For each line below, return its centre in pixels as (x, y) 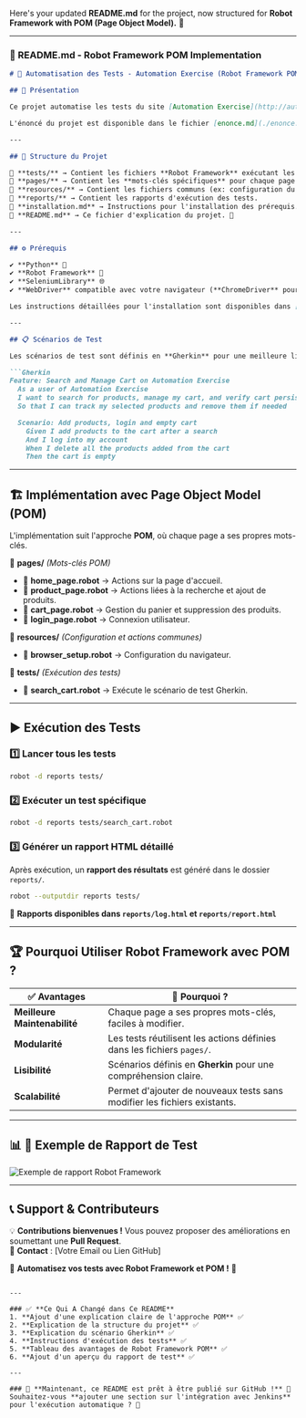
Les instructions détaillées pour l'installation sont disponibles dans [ (154, 307)
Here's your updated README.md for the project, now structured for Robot (151, 13)
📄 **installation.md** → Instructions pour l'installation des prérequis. (154, 207)
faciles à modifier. (146, 1023)
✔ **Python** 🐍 (38, 265)
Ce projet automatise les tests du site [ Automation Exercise (130, 107)
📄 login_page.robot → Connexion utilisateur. (106, 620)
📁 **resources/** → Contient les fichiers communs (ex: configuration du (153, 190)
